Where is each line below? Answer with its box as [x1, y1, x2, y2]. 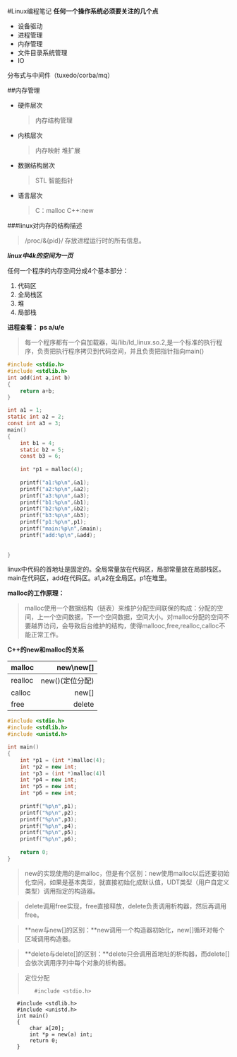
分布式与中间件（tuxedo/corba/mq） [7, 71, 114, 79]
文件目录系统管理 [17, 49, 68, 57]
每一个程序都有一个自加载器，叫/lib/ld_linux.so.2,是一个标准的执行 [24, 338, 217, 346]
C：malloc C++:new [35, 207, 94, 214]
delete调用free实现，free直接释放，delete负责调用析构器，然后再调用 [24, 901, 227, 910]
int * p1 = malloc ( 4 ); [20, 466, 83, 473]
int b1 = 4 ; [20, 439, 55, 446]
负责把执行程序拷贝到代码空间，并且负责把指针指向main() [37, 347, 205, 355]
